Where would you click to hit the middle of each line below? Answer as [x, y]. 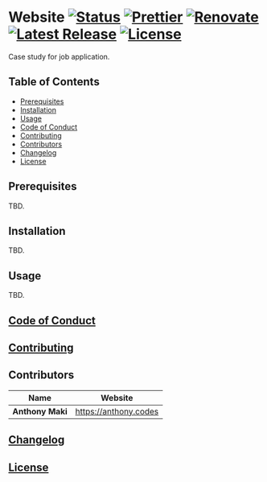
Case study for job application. [59, 56]
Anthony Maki [40, 411]
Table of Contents [54, 82]
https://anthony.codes [117, 411]
